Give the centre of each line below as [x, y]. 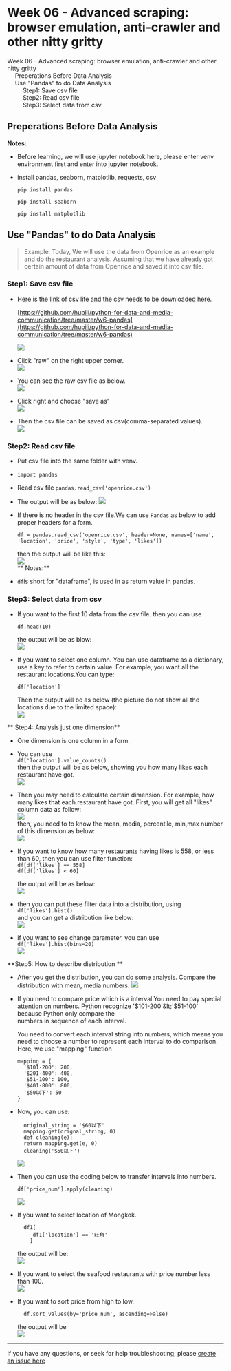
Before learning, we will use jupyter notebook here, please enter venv [115, 156]
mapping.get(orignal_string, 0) [70, 1132]
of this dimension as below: [56, 831]
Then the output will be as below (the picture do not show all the [108, 700]
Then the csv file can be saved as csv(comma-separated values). [110, 421]
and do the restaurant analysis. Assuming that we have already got [118, 259]
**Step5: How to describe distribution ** [65, 964]
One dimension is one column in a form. [74, 741]
